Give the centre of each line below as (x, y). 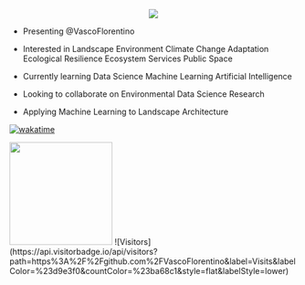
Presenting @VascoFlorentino (79, 31)
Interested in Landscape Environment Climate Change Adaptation (146, 49)
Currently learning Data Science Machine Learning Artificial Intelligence (157, 76)
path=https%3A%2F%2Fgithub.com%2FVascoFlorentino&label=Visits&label (153, 261)
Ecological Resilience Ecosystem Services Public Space (127, 58)
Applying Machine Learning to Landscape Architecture (126, 111)
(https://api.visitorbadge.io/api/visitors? (84, 252)
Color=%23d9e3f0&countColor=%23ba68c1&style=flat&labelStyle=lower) (149, 271)
